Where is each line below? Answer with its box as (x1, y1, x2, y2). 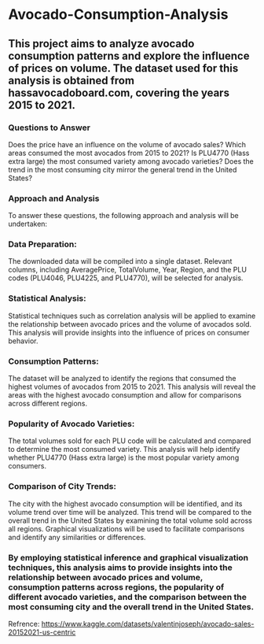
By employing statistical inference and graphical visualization (8, 552, 249, 563)
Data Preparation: (8, 239, 77, 250)
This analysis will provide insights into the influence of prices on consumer (8, 328, 250, 337)
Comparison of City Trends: (8, 481, 116, 492)
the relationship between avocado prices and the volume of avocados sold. (8, 319, 252, 328)
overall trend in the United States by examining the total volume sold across (8, 516, 253, 525)
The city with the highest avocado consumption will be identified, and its (8, 498, 243, 509)
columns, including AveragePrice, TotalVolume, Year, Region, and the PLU (8, 265, 247, 275)
